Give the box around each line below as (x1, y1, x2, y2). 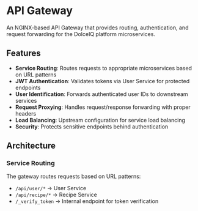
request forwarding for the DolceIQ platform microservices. (6, 30, 156, 37)
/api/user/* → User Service (15, 185, 87, 192)
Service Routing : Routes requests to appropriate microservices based (15, 64, 193, 72)
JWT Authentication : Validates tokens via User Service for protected (15, 77, 190, 84)
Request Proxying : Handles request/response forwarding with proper (15, 103, 191, 111)
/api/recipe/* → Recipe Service (15, 191, 98, 199)
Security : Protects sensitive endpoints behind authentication (15, 123, 169, 130)
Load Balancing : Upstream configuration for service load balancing (15, 116, 185, 124)
